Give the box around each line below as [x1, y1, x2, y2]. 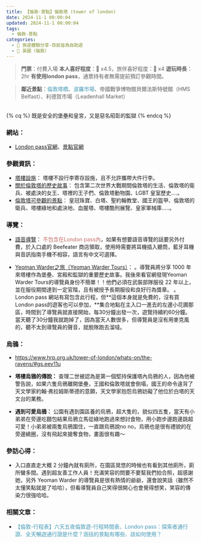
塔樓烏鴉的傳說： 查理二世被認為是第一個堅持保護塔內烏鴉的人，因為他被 [14, 373, 195, 380]
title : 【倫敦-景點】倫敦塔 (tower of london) [6, 8, 117, 15]
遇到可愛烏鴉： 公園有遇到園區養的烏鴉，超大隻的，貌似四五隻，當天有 [14, 407, 190, 415]
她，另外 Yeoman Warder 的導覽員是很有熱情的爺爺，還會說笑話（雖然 [14, 476, 188, 484]
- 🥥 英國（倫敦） [11, 48, 50, 54]
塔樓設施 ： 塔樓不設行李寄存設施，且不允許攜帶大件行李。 [14, 175, 159, 182]
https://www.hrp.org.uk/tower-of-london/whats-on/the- [14, 353, 153, 361]
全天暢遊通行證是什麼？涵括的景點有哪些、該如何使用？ [25, 530, 162, 538]
